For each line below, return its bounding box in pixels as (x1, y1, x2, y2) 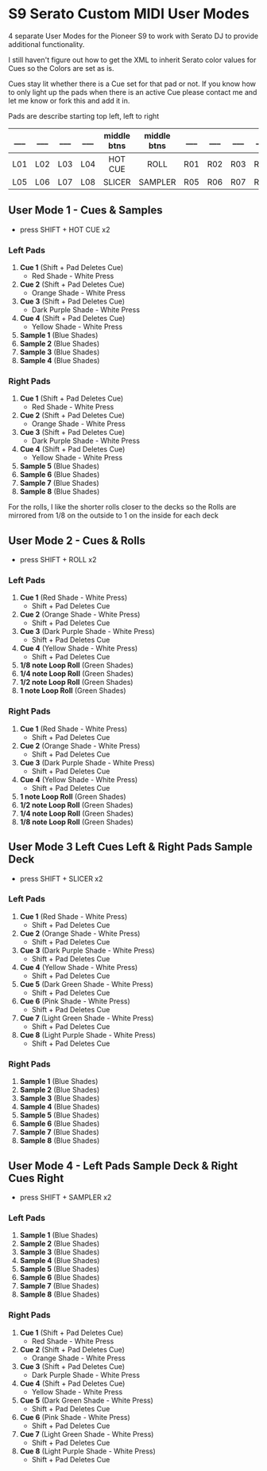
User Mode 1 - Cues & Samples (8, 204, 163, 217)
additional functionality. (8, 39, 85, 49)
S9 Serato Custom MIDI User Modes (8, 5, 250, 23)
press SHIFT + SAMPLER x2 (19, 1192, 112, 1202)
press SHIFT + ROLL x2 (19, 555, 97, 565)
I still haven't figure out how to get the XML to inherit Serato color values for (8, 55, 257, 65)
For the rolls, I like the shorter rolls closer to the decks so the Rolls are (8, 503, 237, 512)
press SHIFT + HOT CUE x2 (19, 225, 110, 234)
